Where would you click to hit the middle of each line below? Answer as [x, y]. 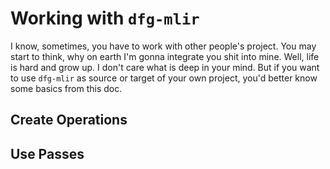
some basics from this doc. [66, 88]
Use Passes [47, 153]
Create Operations [69, 120]
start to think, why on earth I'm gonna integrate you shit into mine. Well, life [165, 56]
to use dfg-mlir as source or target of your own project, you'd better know [164, 78]
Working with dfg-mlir [105, 18]
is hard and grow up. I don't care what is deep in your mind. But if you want [165, 67]
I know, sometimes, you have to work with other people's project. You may [163, 46]
